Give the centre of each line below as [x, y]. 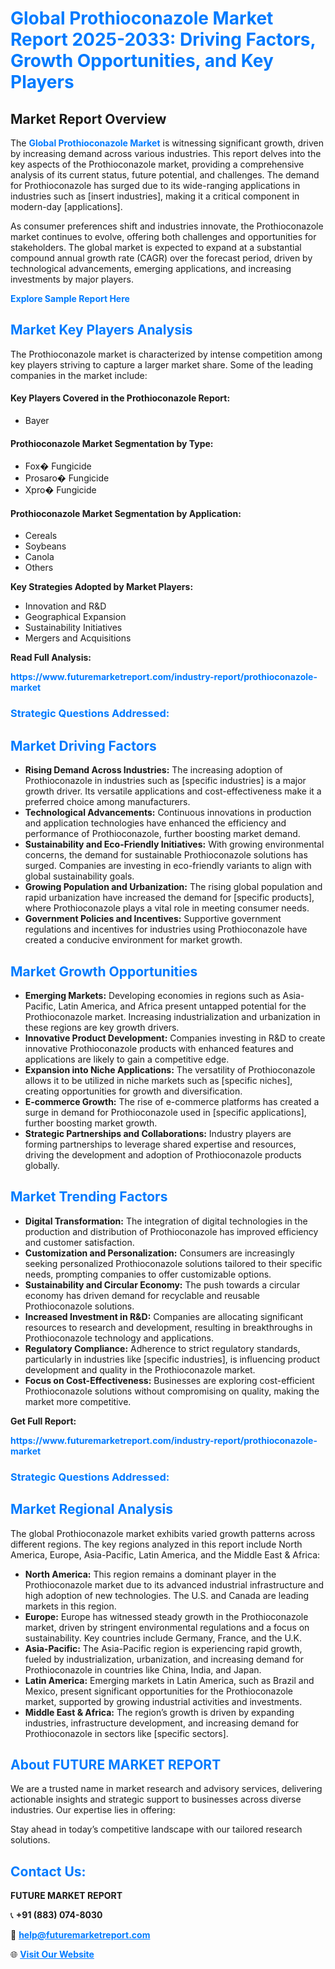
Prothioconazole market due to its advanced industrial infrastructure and [174, 1584]
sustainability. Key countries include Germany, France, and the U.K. [163, 1638]
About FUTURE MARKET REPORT [116, 1764]
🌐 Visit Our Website [52, 1954]
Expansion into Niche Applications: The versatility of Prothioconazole [170, 1069]
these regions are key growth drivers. [102, 1027]
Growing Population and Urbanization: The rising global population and [173, 887]
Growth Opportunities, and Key [142, 61]
